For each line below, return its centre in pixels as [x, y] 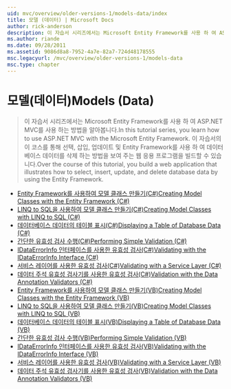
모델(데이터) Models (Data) [81, 101]
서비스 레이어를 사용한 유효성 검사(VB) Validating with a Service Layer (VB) [119, 362]
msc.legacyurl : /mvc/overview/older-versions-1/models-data [95, 58]
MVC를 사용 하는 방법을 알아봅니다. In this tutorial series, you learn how [122, 130]
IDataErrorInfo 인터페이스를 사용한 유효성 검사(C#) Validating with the [111, 249]
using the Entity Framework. [64, 179]
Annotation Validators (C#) [55, 282]
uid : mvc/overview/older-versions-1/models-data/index [87, 13]
